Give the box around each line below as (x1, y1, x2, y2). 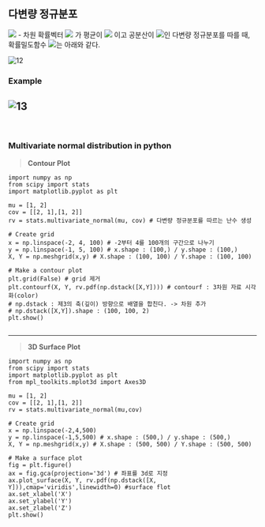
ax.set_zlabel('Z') (8, 504, 73, 512)
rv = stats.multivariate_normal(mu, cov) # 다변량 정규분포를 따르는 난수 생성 (8, 216, 252, 224)
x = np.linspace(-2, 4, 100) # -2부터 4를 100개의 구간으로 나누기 (8, 239, 215, 247)
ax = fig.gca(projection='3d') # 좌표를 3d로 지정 (8, 469, 168, 477)
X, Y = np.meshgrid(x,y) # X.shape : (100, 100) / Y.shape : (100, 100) (8, 252, 252, 261)
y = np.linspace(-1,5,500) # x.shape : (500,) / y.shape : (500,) (8, 433, 231, 441)
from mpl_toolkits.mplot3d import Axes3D (8, 378, 147, 386)
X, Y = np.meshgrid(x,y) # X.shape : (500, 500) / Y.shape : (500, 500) (8, 440, 252, 448)
